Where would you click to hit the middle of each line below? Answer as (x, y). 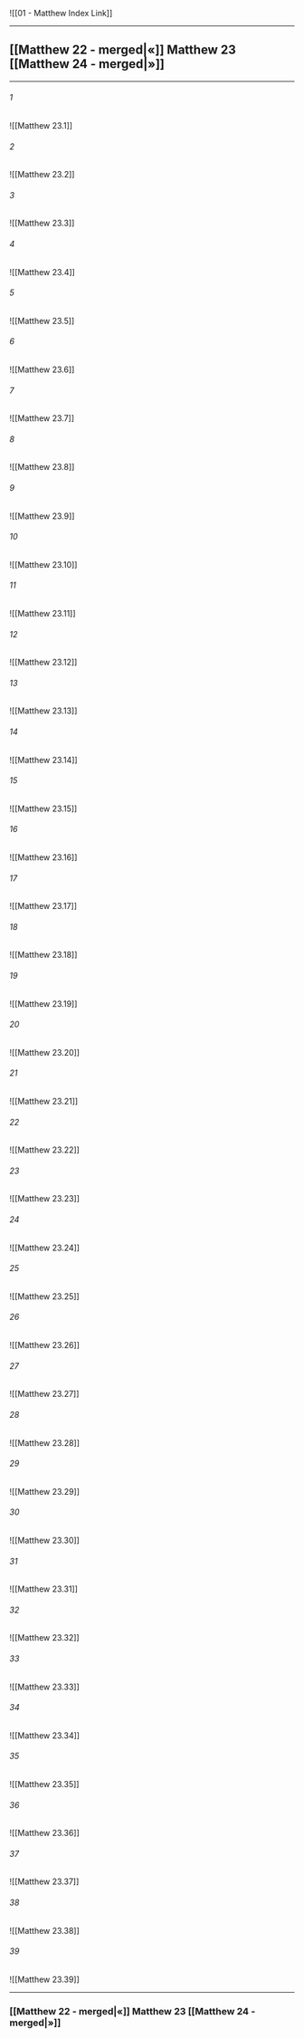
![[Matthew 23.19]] (43, 1003)
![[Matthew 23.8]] (42, 467)
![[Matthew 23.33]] (44, 1687)
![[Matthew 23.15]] (43, 809)
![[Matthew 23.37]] (44, 1881)
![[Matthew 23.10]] (43, 564)
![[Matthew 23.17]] (43, 906)
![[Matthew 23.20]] (44, 1052)
